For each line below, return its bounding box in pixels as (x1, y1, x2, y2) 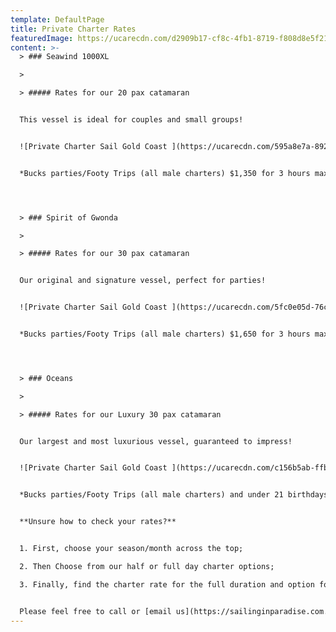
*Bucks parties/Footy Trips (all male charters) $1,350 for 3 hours (19, 168, 311, 178)
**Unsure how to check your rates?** (19, 517, 177, 527)
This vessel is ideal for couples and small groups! (19, 115, 244, 125)
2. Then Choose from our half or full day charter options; (19, 561, 275, 571)
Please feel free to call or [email (19, 606, 172, 616)
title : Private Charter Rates (10, 24, 137, 34)
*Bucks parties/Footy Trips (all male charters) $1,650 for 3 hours (19, 329, 311, 339)
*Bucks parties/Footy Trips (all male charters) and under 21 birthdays (19, 490, 329, 500)
